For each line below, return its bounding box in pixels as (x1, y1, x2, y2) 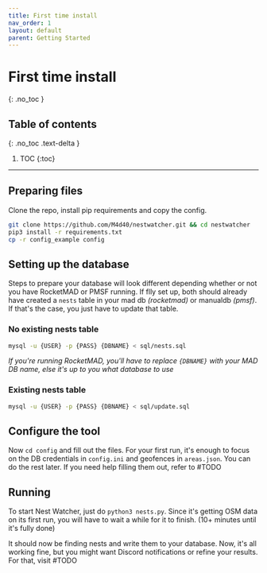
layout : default (8, 26, 62, 34)
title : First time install (8, 11, 98, 20)
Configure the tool (8, 424, 101, 438)
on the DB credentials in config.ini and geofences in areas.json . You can (8, 454, 251, 463)
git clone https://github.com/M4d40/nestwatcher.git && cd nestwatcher (8, 220, 250, 229)
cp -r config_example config (8, 235, 105, 243)
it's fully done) (8, 524, 56, 533)
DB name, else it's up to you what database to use (8, 365, 174, 374)
